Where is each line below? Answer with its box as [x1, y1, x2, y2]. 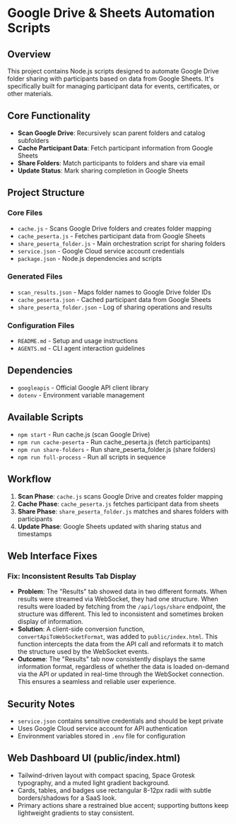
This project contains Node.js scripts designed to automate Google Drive [7, 67, 219, 75]
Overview [7, 48, 52, 60]
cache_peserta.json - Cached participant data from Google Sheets [17, 295, 212, 303]
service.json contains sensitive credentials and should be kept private [17, 716, 224, 726]
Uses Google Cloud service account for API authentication [17, 724, 188, 733]
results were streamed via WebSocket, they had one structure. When [17, 595, 218, 603]
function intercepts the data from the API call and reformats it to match [17, 640, 224, 649]
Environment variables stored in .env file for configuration [17, 732, 186, 741]
